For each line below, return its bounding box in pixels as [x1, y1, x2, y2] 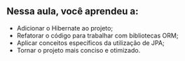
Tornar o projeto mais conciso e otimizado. [16, 46, 141, 54]
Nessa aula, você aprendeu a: [6, 6, 139, 17]
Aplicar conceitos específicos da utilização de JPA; [16, 38, 165, 47]
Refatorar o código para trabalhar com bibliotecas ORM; [16, 31, 179, 40]
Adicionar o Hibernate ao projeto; [16, 24, 114, 32]
